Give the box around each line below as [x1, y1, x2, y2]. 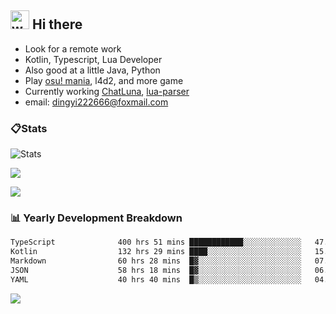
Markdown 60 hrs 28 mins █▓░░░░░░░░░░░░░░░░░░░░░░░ [10, 256, 302, 266]
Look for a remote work [24, 42, 122, 55]
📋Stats [10, 121, 48, 135]
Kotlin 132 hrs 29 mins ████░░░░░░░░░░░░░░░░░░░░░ [10, 247, 302, 257]
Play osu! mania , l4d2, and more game [24, 74, 184, 86]
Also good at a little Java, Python [24, 64, 161, 76]
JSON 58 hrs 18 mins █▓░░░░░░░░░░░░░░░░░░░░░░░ [10, 266, 302, 276]
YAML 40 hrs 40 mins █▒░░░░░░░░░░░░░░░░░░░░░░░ [10, 274, 302, 285]
